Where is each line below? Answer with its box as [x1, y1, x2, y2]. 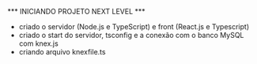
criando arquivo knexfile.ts [18, 47, 106, 56]
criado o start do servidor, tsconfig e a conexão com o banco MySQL [18, 31, 244, 40]
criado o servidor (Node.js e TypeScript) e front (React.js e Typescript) [18, 22, 250, 31]
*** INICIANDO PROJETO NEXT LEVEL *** [7, 7, 146, 16]
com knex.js [18, 39, 59, 48]
